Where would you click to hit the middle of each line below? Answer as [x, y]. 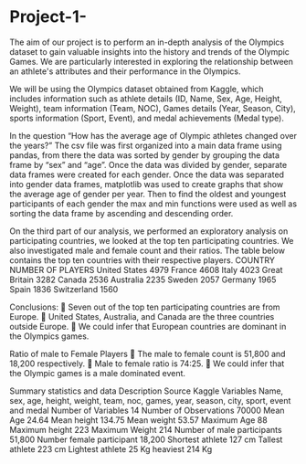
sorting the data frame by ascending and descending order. [121, 213]
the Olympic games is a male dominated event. [97, 373]
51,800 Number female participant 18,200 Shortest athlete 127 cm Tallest [146, 439]
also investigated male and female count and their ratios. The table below [148, 250]
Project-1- [48, 17]
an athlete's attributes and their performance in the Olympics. [125, 71]
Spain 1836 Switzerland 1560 [64, 289]
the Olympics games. [49, 336]
